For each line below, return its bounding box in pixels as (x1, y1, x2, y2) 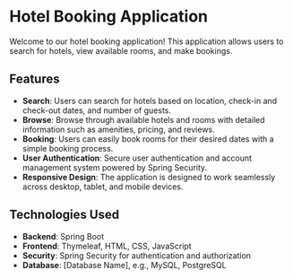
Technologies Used (9, 207, 119, 222)
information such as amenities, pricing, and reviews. (22, 124, 215, 135)
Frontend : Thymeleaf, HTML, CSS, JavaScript (22, 240, 192, 251)
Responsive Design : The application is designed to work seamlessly (22, 171, 276, 182)
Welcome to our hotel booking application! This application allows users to (9, 36, 284, 47)
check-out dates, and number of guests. (22, 105, 172, 116)
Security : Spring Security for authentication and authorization (22, 249, 252, 261)
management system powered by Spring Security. (22, 161, 208, 172)
